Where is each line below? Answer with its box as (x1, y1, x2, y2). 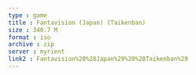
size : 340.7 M (8, 26, 58, 34)
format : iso (8, 33, 51, 41)
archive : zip (8, 41, 55, 48)
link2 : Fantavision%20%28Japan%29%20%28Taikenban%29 (8, 55, 189, 63)
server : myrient (8, 48, 65, 55)
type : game (8, 11, 47, 20)
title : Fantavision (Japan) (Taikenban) (8, 19, 146, 27)
